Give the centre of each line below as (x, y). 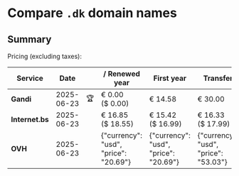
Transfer (218, 78)
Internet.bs (30, 120)
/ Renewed (122, 74)
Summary (30, 39)
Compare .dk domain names (92, 13)
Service (30, 78)
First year (170, 78)
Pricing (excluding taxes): (45, 56)
